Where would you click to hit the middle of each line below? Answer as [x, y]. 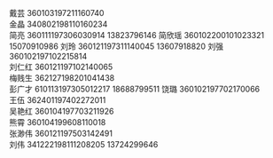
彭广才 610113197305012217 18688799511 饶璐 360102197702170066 [135, 89]
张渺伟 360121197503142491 [61, 133]
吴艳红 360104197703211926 [62, 111]
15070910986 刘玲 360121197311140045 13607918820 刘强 [117, 46]
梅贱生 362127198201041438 [62, 78]
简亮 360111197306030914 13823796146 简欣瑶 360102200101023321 [136, 35]
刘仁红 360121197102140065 [61, 67]
